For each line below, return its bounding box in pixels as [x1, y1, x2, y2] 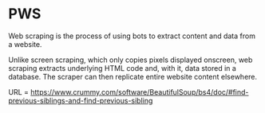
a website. [8, 39, 42, 49]
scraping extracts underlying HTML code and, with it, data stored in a [8, 63, 237, 72]
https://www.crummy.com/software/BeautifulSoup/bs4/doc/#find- [30, 87, 249, 96]
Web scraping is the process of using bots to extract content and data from [8, 31, 255, 41]
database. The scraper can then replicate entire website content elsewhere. [8, 72, 258, 81]
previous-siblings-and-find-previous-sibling [8, 95, 153, 105]
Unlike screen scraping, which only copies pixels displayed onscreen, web [8, 55, 253, 64]
